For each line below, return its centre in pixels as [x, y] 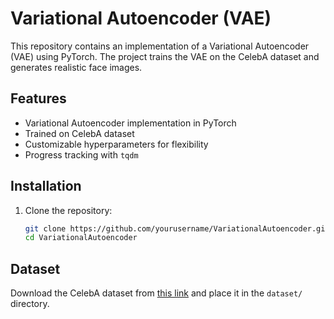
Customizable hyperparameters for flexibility [116, 144]
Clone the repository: [68, 210]
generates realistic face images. [76, 67]
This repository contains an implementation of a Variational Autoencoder [160, 46]
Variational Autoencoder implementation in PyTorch [130, 123]
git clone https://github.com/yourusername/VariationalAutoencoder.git [177, 228]
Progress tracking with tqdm [81, 154]
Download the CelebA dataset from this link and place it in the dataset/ [156, 293]
